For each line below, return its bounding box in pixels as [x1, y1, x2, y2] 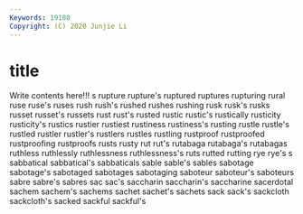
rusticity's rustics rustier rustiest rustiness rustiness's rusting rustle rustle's [9, 119, 289, 130]
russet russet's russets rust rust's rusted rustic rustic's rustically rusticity [9, 109, 282, 120]
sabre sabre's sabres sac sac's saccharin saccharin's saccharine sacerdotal [9, 177, 294, 188]
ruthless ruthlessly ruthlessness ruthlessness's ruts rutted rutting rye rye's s [9, 148, 293, 159]
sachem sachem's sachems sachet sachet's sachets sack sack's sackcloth [9, 186, 289, 197]
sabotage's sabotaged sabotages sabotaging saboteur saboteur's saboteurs [9, 167, 295, 178]
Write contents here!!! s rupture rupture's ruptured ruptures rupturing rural [9, 90, 286, 101]
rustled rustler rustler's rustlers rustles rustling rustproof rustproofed [9, 128, 265, 140]
